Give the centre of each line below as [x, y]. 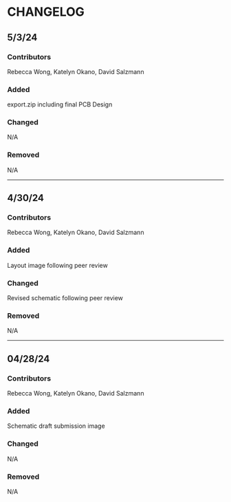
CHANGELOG [46, 12]
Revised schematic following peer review [65, 298]
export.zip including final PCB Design [60, 104]
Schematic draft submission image [56, 426]
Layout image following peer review [57, 265]
